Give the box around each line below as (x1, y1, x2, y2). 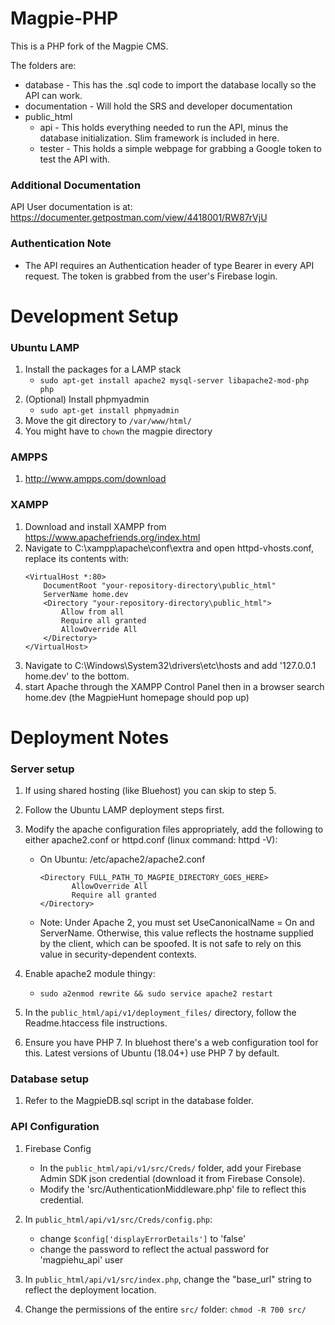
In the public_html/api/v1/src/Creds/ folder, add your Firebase (39, 1162, 302, 1174)
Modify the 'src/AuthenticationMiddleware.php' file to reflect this (39, 1183, 307, 1195)
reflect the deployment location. (24, 1283, 157, 1296)
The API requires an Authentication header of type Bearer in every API (24, 259, 315, 271)
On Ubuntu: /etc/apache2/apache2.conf (39, 853, 206, 866)
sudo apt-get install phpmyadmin (39, 406, 180, 416)
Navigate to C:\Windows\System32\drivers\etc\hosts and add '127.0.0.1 (24, 659, 317, 671)
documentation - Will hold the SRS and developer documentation (24, 100, 293, 112)
